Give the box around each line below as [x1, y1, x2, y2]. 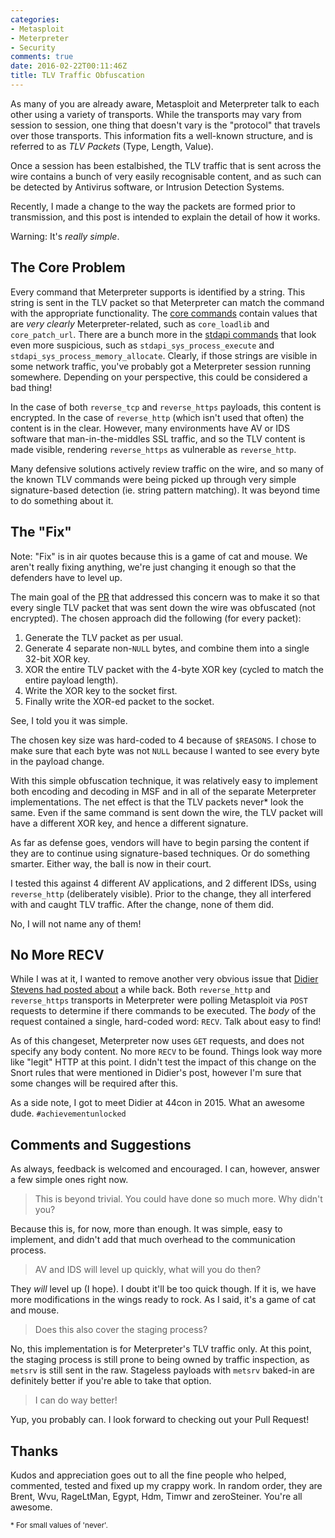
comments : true [10, 52, 74, 62]
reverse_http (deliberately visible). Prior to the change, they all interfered [10, 887, 312, 900]
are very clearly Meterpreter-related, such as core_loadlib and [10, 317, 270, 330]
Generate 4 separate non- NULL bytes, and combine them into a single [24, 642, 310, 654]
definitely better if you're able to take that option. [10, 1375, 212, 1387]
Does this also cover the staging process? [34, 1324, 208, 1336]
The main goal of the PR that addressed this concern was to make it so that [10, 591, 320, 603]
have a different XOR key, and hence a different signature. [10, 817, 249, 829]
